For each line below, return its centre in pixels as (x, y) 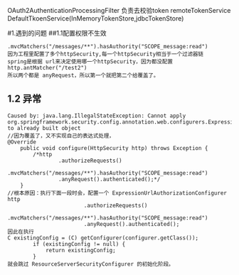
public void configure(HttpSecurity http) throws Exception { (114, 148)
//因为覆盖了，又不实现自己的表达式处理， (61, 136)
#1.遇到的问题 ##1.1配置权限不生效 (57, 33)
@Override (22, 142)
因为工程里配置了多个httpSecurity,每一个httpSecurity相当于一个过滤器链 (106, 54)
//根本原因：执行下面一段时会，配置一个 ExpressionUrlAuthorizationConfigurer (117, 193)
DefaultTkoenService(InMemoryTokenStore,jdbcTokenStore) (96, 18)
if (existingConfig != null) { (79, 244)
